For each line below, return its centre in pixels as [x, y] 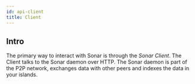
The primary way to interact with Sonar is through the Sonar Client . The [94, 56]
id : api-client [25, 12]
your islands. [22, 74]
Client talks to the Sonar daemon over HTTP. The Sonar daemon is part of [97, 62]
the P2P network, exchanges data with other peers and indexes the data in [98, 69]
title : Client [24, 17]
